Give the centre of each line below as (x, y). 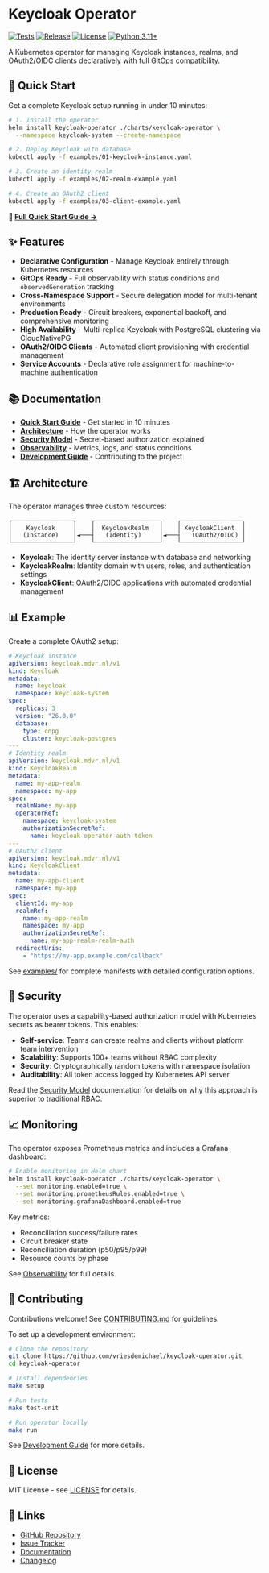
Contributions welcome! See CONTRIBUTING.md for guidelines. (114, 1318)
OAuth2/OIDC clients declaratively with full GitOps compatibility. (114, 60)
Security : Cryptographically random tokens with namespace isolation (135, 1065)
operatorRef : (37, 813)
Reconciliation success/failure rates (79, 1232)
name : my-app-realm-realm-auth (82, 941)
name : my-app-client (50, 881)
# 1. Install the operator (53, 120)
